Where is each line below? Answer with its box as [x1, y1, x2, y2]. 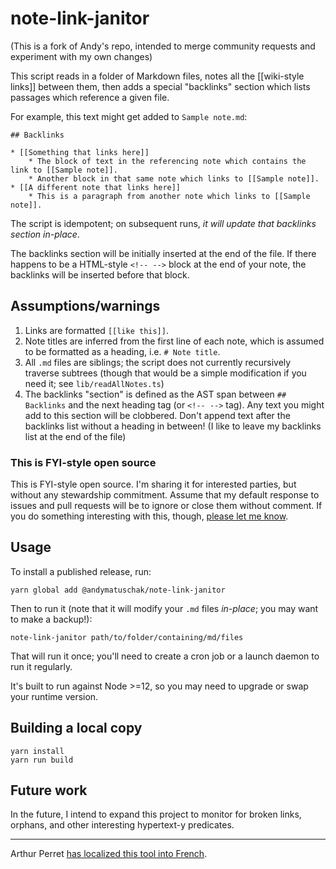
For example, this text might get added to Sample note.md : [10, 110, 248, 122]
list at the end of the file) [24, 430, 127, 442]
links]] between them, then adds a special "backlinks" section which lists [10, 80, 311, 92]
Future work [10, 782, 88, 799]
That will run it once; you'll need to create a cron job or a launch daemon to [10, 650, 320, 662]
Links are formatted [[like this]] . [24, 324, 169, 336]
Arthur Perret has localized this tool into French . [10, 848, 208, 860]
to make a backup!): [10, 613, 93, 625]
